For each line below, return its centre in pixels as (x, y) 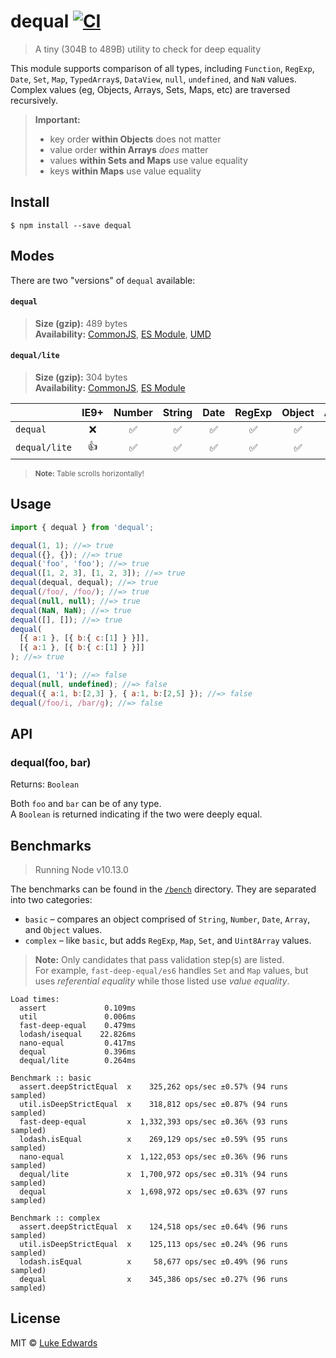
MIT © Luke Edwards (54, 1342)
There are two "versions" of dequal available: (103, 280)
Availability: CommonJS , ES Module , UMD (123, 334)
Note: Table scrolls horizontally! (89, 473)
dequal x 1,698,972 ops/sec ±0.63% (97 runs (153, 1192)
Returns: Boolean (45, 784)
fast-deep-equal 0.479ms (78, 1026)
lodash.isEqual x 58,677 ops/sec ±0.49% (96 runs (153, 1262)
